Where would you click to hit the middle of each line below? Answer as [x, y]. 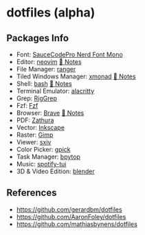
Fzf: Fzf [27, 105]
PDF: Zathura [35, 120]
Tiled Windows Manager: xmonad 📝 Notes [76, 76]
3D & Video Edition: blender [55, 171]
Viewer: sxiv [34, 142]
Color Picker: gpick [43, 149]
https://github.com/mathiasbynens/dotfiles [77, 224]
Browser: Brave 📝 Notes [50, 113]
